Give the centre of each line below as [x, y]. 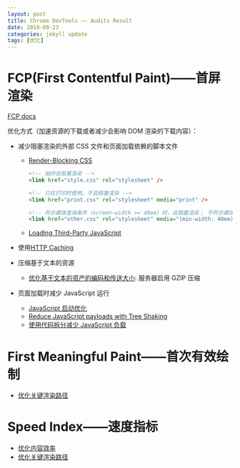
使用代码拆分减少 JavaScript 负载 [77, 325]
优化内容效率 [36, 448]
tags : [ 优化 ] [26, 41]
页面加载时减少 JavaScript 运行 [63, 293]
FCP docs [22, 116]
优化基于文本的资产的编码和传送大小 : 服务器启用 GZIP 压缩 [114, 278]
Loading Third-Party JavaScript [75, 233]
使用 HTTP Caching [45, 248]
